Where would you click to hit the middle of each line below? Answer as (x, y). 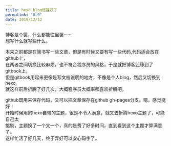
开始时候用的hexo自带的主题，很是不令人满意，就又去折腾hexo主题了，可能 (85, 113)
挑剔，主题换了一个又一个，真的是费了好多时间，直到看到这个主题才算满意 (84, 126)
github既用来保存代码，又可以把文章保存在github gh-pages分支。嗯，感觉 (83, 100)
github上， (17, 58)
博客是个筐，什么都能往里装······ (38, 35)
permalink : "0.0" (24, 15)
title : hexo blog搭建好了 (31, 10)
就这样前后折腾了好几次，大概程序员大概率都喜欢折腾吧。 (66, 89)
